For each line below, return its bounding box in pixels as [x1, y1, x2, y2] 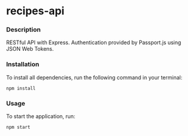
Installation [6, 60, 40, 69]
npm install [6, 85, 36, 91]
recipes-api [6, 4, 65, 18]
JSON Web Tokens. [6, 45, 54, 52]
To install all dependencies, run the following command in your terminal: [6, 73, 183, 81]
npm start [6, 124, 31, 131]
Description [6, 26, 41, 34]
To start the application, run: [6, 113, 76, 120]
